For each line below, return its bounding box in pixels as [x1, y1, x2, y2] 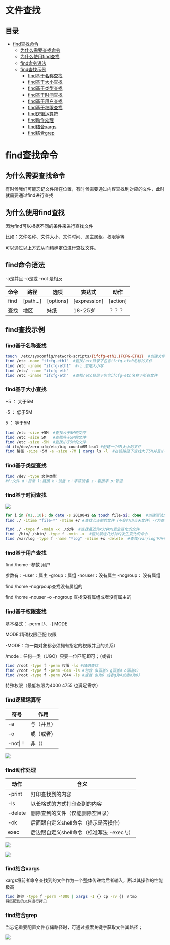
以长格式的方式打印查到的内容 [31, 800, 102, 807]
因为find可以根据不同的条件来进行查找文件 [5, 223, 94, 229]
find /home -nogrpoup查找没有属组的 [5, 583, 83, 590]
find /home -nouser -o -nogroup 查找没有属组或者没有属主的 [5, 594, 132, 600]
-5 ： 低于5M [5, 409, 33, 415]
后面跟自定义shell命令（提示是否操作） [31, 819, 123, 826]
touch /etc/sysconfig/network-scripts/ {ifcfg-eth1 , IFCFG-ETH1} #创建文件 [5, 354, 165, 359]
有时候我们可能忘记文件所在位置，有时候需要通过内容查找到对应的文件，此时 [5, 186, 165, 192]
